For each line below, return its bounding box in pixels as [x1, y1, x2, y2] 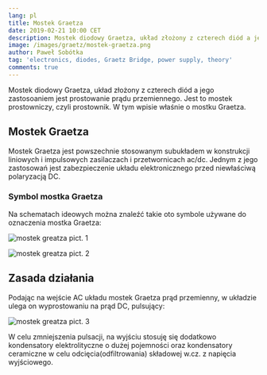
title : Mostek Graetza [8, 19, 83, 27]
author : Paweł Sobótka [8, 48, 83, 56]
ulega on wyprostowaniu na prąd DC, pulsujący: [8, 301, 165, 311]
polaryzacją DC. [8, 172, 61, 181]
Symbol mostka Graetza [8, 191, 103, 203]
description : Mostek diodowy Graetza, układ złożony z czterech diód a [8, 33, 250, 42]
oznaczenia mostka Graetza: [8, 218, 102, 227]
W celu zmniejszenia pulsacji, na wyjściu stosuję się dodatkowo [8, 331, 217, 342]
